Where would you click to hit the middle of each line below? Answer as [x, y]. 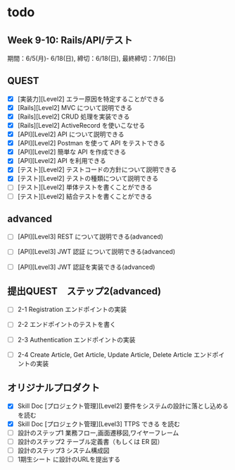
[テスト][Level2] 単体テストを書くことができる [85, 187]
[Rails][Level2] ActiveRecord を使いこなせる [81, 125]
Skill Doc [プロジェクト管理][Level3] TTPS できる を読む [99, 423]
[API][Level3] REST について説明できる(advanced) [90, 236]
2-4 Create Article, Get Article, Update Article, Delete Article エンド [115, 354]
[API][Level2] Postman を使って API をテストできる [91, 143]
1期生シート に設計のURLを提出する [69, 459]
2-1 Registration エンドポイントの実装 [72, 309]
